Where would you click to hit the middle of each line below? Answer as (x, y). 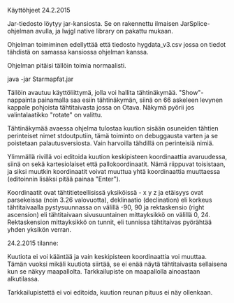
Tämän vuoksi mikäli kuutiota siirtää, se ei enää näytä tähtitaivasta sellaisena (117, 264)
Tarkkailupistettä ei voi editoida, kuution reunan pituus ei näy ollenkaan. (110, 292)
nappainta (22, 100)
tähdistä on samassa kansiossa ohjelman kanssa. (78, 52)
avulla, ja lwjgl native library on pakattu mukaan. (104, 31)
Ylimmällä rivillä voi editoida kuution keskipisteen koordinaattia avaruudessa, (117, 157)
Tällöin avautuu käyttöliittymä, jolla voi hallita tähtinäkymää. (93, 93)
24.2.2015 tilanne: (33, 243)
